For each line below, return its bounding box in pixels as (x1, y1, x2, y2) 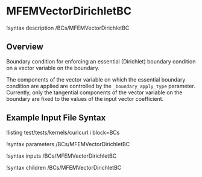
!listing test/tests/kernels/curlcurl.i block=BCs (6, 129, 120, 136)
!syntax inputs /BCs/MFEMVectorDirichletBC (6, 152, 117, 159)
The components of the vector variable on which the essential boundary (6, 76, 186, 83)
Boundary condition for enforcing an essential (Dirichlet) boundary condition (6, 57, 196, 65)
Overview (6, 42, 44, 52)
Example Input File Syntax (6, 113, 106, 123)
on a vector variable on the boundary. (6, 64, 99, 71)
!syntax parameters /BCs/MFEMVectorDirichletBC (6, 140, 130, 147)
